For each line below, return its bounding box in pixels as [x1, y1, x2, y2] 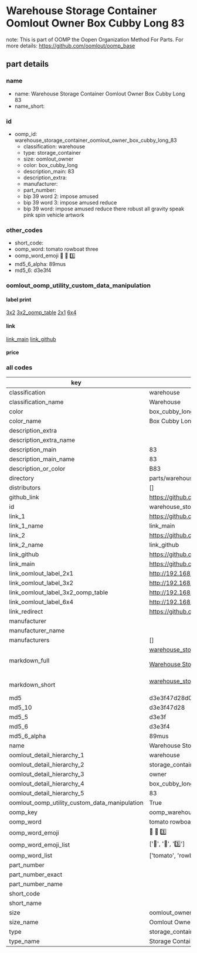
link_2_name [9, 541, 44, 549]
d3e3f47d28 [149, 703, 185, 712]
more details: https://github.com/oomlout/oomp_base [6, 42, 135, 49]
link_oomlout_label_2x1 [9, 570, 74, 578]
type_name [9, 937, 40, 945]
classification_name [9, 398, 64, 406]
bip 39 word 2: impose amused [23, 192, 98, 200]
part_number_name [9, 880, 63, 889]
